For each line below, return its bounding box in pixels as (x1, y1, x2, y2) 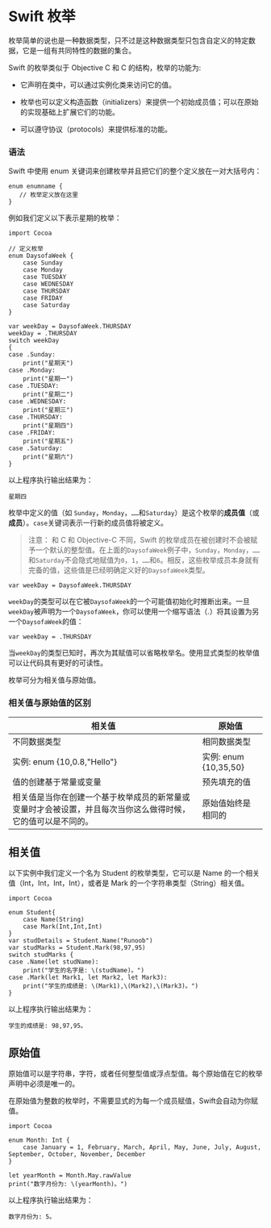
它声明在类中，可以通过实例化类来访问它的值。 (19, 80, 176, 89)
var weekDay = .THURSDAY (8, 633, 92, 641)
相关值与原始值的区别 (8, 697, 91, 709)
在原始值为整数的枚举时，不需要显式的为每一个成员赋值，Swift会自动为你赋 (8, 1096, 259, 1105)
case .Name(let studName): (8, 958, 99, 966)
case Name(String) (23, 916, 85, 924)
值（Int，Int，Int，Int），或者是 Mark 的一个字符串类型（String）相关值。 (8, 878, 249, 888)
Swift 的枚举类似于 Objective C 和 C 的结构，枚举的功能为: (8, 62, 202, 73)
